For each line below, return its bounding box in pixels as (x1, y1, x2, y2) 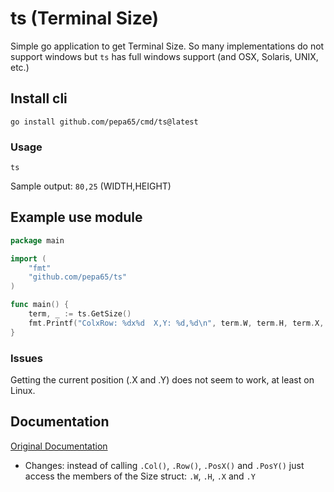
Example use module (10, 209, 143, 226)
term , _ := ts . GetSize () (28, 309, 132, 319)
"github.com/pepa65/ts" (28, 272, 128, 282)
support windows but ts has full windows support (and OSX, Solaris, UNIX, (10, 50, 319, 62)
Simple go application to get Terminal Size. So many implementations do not (10, 40, 325, 52)
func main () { (10, 300, 70, 310)
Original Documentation (10, 440, 108, 452)
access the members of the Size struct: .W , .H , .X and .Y (24, 470, 256, 482)
